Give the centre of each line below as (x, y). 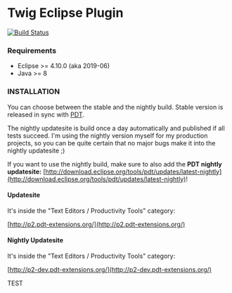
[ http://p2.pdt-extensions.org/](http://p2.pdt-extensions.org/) (96, 224)
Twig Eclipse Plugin (65, 13)
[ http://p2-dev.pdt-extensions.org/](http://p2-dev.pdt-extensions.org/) (110, 269)
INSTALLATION (34, 91)
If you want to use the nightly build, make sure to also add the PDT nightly (115, 164)
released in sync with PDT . (46, 115)
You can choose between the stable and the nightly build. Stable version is (115, 107)
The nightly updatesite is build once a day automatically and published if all (116, 128)
